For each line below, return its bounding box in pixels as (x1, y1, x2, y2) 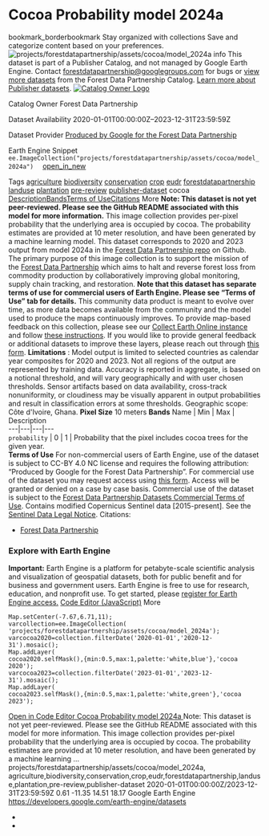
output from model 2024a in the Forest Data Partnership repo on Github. (8, 245, 247, 255)
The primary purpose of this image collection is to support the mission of (8, 253, 249, 263)
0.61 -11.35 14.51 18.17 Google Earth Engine (55, 789, 196, 798)
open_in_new (42, 161, 86, 170)
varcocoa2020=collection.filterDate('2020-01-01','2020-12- (8, 634, 214, 642)
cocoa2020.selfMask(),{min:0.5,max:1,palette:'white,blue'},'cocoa (8, 655, 239, 663)
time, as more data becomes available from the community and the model (8, 304, 251, 314)
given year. (8, 441, 46, 451)
